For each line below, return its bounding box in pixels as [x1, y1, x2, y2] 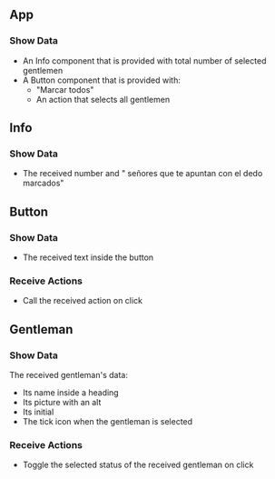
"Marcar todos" [35, 84, 94, 95]
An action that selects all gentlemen [35, 94, 171, 105]
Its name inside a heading [22, 387, 120, 398]
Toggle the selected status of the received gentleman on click [22, 459, 254, 471]
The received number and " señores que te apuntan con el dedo [22, 168, 263, 179]
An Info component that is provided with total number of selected [22, 55, 267, 66]
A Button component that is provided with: [22, 75, 182, 85]
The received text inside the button [22, 252, 154, 263]
